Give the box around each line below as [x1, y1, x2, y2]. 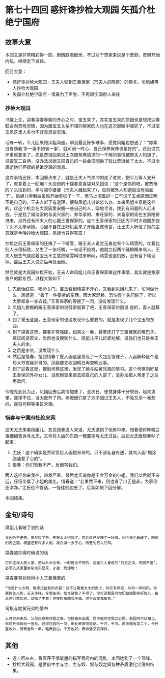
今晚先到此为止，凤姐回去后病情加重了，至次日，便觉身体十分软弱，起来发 [5, 389, 156, 395]
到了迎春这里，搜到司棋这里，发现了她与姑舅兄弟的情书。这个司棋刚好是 [12, 366, 159, 372]
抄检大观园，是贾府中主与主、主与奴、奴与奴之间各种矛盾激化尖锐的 [12, 661, 150, 667]
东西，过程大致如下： [22, 276, 65, 281]
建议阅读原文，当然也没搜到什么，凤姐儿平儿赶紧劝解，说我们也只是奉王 [12, 335, 159, 341]
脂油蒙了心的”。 [12, 456, 45, 462]
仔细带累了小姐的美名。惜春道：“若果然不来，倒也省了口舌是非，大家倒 [13, 478, 158, 484]
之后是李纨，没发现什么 [12, 347, 60, 353]
